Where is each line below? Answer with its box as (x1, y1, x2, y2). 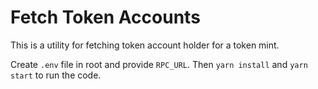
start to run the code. (10, 69, 102, 81)
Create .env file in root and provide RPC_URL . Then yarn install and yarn (10, 58, 308, 70)
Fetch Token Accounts (10, 6, 201, 29)
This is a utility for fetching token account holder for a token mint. (10, 39, 280, 51)
